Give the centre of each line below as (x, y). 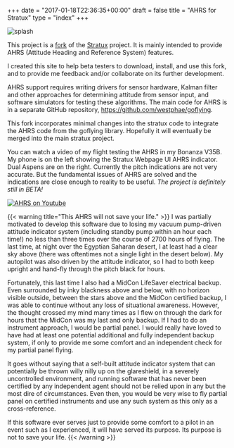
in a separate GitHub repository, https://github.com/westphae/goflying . (110, 110)
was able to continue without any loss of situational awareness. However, (113, 305)
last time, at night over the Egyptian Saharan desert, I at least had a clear (112, 247)
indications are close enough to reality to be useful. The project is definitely (117, 182)
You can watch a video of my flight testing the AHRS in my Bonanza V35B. (115, 152)
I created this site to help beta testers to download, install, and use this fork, (117, 66)
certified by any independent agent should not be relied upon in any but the (117, 386)
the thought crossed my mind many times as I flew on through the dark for (115, 312)
